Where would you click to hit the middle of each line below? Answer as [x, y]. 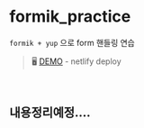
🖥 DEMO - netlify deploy [76, 61]
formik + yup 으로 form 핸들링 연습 [72, 42]
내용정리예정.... [50, 113]
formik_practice [70, 17]
